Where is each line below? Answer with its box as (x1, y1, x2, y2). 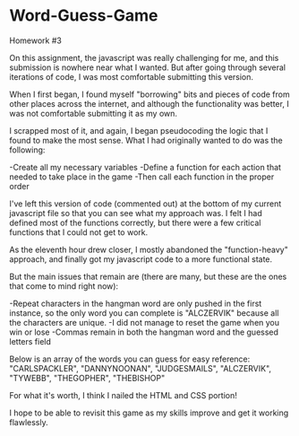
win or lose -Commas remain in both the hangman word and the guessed (9, 327, 279, 337)
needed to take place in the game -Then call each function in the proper (9, 171, 275, 182)
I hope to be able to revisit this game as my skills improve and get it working (9, 407, 289, 418)
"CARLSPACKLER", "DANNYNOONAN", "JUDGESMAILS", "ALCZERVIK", (9, 362, 271, 373)
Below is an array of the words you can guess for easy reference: (9, 353, 251, 364)
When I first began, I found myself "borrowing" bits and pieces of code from (9, 89, 290, 100)
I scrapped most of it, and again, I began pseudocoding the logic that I (9, 125, 269, 135)
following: (9, 144, 46, 155)
